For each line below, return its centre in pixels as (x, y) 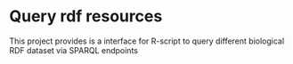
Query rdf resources (86, 16)
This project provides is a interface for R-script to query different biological (147, 41)
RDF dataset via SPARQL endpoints (73, 50)
